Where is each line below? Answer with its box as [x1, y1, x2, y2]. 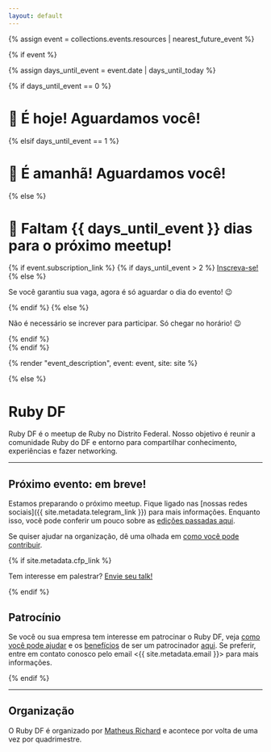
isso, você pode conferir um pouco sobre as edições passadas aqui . [8, 516, 236, 526]
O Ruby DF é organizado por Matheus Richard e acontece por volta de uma [8, 725, 258, 735]
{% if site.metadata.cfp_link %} [8, 556, 112, 565]
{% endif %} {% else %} [8, 303, 90, 313]
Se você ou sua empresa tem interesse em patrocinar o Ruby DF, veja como [8, 632, 261, 641]
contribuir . [8, 540, 43, 550]
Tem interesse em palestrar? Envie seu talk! [8, 571, 153, 582]
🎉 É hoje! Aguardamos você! [8, 109, 201, 128]
